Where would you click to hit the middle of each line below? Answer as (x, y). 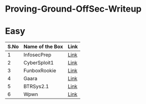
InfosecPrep (37, 55)
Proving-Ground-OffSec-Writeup (73, 9)
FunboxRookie (40, 70)
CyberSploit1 (39, 63)
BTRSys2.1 (36, 87)
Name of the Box (43, 47)
